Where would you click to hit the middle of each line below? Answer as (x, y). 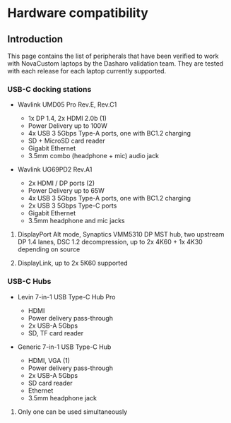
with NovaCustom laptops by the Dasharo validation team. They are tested (115, 64)
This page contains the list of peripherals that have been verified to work (113, 56)
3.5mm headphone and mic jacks (76, 221)
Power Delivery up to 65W (66, 191)
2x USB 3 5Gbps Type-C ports (72, 205)
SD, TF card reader (56, 333)
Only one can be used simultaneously (72, 412)
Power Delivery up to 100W (67, 126)
